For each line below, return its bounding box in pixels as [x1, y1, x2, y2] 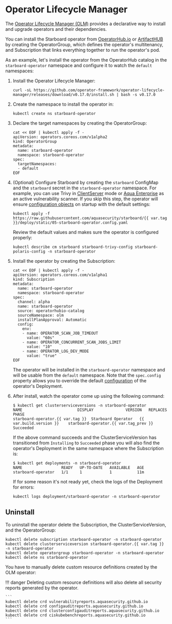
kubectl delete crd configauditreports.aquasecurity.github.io [5, 603, 144, 609]
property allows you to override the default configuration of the [12, 377, 147, 383]
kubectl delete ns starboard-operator [5, 555, 88, 560]
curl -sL [12, 87, 32, 93]
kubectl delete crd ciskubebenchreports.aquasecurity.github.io [5, 612, 146, 618]
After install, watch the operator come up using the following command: [12, 393, 165, 399]
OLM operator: [5, 569, 36, 575]
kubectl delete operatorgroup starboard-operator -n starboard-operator [5, 550, 164, 555]
